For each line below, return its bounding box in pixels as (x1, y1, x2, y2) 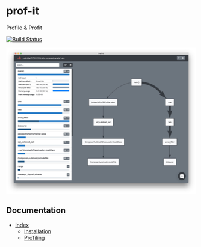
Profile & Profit (6, 24, 42, 31)
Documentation (6, 206, 66, 216)
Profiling (23, 234, 45, 241)
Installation (23, 227, 51, 235)
